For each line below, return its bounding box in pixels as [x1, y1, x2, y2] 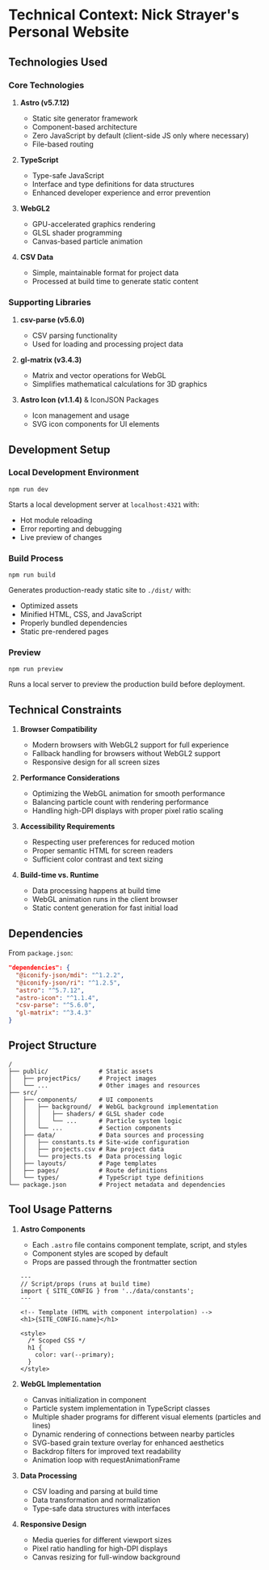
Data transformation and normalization [32, 1495, 161, 1504]
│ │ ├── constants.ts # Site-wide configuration [8, 1138, 190, 1147]
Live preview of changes [19, 532, 103, 542]
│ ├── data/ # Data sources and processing [8, 1131, 204, 1139]
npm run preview [8, 666, 63, 674]
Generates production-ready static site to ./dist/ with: [8, 585, 191, 595]
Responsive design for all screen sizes [32, 757, 160, 767]
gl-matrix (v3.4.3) [19, 355, 82, 365]
